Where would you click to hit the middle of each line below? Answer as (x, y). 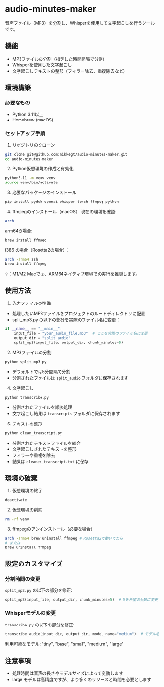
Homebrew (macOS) (33, 120)
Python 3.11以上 (28, 114)
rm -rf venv (17, 519)
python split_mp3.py (26, 362)
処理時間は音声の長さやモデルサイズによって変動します (68, 673)
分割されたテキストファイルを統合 (46, 443)
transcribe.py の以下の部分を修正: (40, 625)
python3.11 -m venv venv (30, 178)
